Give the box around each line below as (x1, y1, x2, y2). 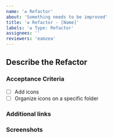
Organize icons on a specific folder (14, 95, 99, 102)
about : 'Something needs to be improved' (6, 14, 108, 20)
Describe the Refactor (6, 57, 87, 67)
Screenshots (6, 125, 43, 133)
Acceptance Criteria (6, 75, 65, 83)
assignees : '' (6, 30, 41, 36)
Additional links (6, 109, 51, 118)
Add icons (14, 88, 39, 95)
